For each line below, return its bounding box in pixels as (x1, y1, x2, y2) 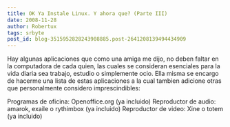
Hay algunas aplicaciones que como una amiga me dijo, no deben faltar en (7, 55, 219, 63)
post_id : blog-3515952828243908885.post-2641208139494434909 (7, 36, 187, 43)
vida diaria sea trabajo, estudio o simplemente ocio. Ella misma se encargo (7, 70, 219, 78)
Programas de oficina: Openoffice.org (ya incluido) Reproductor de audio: (7, 97, 216, 106)
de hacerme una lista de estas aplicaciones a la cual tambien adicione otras (7, 77, 222, 85)
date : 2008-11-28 (7, 17, 57, 23)
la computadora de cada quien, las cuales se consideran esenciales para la (7, 62, 220, 70)
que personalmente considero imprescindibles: (7, 84, 141, 92)
